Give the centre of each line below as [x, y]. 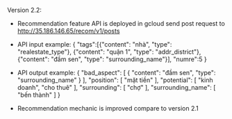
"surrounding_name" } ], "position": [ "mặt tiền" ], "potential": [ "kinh [115, 80]
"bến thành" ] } [39, 95]
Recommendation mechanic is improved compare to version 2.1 [108, 108]
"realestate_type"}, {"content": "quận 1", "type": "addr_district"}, [109, 52]
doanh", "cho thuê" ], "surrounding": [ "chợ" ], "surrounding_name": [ [116, 87]
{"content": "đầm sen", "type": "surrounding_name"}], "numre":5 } [112, 59]
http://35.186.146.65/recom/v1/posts [68, 31]
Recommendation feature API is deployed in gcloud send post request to [121, 23]
